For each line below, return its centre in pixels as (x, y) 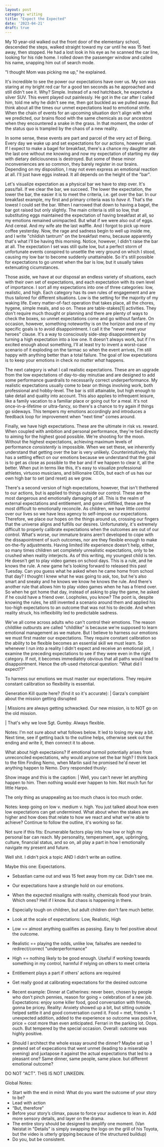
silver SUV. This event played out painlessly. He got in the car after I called (80, 97)
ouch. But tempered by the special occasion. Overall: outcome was (80, 1028)
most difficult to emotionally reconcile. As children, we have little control (78, 509)
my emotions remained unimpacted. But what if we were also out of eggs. (79, 221)
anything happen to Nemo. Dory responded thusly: (56, 768)
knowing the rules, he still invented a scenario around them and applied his (80, 602)
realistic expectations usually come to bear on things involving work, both (79, 385)
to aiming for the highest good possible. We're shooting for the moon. (75, 436)
